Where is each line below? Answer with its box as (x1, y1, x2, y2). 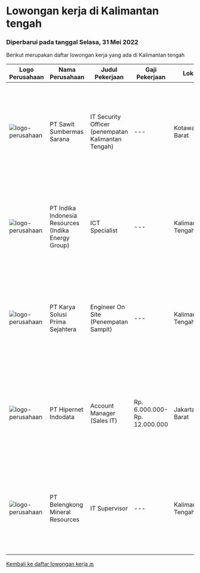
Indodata (49, 413, 75, 421)
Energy (49, 234, 70, 242)
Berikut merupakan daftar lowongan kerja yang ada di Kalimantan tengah (6, 52, 185, 59)
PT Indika (49, 204, 76, 212)
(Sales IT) (90, 417, 118, 425)
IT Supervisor (90, 504, 128, 512)
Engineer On (90, 303, 125, 311)
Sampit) (90, 325, 112, 333)
